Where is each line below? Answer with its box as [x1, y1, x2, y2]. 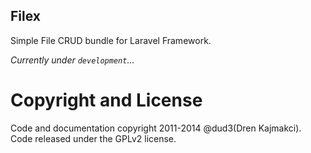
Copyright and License [10, 89, 203, 111]
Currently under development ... [10, 54, 135, 66]
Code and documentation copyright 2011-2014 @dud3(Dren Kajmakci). [10, 122, 302, 134]
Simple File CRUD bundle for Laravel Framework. [10, 34, 212, 46]
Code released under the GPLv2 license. [10, 132, 177, 144]
